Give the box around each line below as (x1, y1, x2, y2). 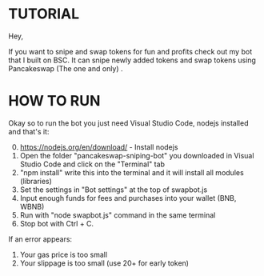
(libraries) (19, 176, 52, 186)
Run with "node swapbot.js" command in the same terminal (19, 210, 216, 220)
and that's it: (8, 126, 50, 136)
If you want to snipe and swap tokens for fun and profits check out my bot (8, 46, 253, 56)
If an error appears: (8, 234, 73, 244)
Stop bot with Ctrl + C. (19, 218, 94, 228)
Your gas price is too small (19, 250, 108, 259)
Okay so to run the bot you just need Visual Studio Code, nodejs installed (8, 118, 249, 128)
